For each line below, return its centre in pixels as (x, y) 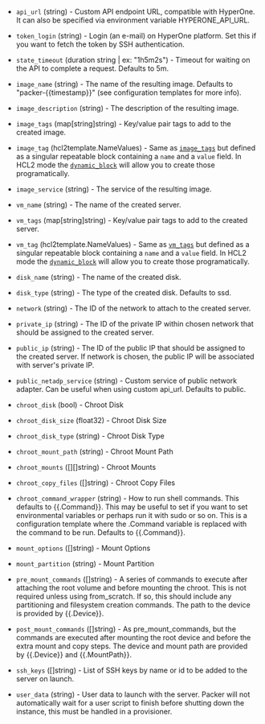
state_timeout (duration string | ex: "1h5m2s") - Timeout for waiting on (133, 60)
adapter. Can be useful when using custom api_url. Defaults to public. (131, 389)
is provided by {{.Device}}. (60, 613)
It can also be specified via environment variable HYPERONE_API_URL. (133, 20)
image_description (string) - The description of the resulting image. (127, 108)
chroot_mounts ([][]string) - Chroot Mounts (86, 467)
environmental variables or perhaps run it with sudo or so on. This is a (131, 515)
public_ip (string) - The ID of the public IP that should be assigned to (130, 348)
